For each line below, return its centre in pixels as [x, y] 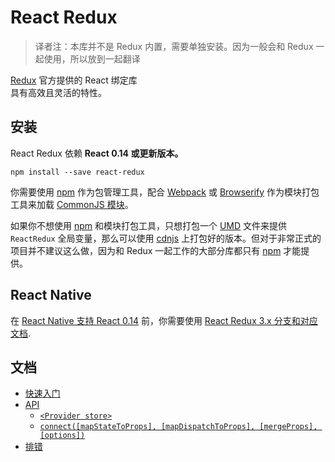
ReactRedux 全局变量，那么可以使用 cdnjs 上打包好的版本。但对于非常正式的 [166, 238]
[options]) [62, 436]
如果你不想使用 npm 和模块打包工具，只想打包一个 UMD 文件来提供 [149, 225]
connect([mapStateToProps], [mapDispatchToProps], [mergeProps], [178, 427]
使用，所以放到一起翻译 [92, 58]
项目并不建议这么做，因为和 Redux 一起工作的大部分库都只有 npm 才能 [156, 250]
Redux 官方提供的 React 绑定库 [74, 80]
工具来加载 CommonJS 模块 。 [72, 204]
